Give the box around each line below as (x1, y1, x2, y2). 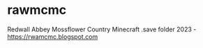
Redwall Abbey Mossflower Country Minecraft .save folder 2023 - (7, 25, 197, 33)
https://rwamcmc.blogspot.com (7, 32, 98, 40)
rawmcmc (7, 2, 67, 18)
